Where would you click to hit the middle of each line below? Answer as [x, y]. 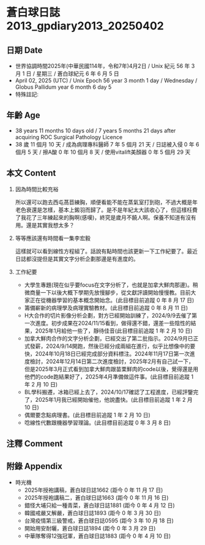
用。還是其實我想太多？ [45, 225]
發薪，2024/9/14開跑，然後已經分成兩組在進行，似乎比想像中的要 [113, 346]
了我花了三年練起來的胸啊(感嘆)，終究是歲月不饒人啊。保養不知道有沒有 [106, 217]
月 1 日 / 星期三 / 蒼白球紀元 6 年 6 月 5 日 [67, 73]
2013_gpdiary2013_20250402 [85, 26]
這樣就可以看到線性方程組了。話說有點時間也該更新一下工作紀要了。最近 [106, 251]
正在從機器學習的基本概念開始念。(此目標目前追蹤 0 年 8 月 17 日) [112, 300]
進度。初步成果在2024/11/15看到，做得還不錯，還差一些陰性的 [113, 323]
